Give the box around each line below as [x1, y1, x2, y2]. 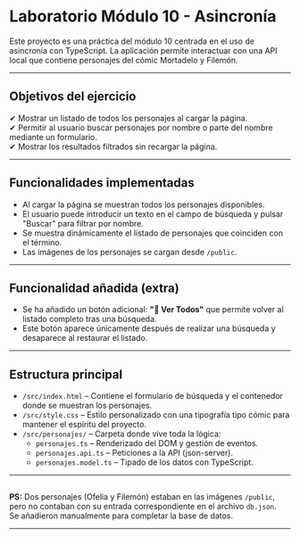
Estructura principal [9, 367, 123, 382]
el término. [21, 236, 62, 247]
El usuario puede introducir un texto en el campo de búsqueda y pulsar [21, 208, 284, 219]
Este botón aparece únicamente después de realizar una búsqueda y [21, 323, 276, 334]
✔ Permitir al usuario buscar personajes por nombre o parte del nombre [9, 122, 273, 133]
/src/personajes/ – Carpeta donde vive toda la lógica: [21, 428, 221, 439]
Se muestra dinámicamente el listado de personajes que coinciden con [21, 228, 284, 238]
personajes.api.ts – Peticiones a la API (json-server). [35, 448, 234, 459]
